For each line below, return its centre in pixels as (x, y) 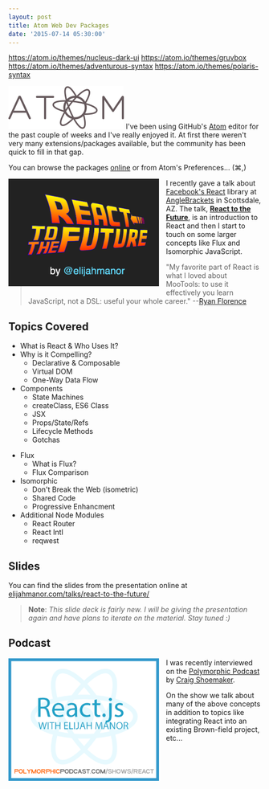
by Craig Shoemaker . (200, 680)
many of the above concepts (213, 704)
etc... (174, 738)
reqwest (45, 541)
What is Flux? (54, 464)
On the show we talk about (210, 695)
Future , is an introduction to (212, 218)
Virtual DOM (52, 372)
